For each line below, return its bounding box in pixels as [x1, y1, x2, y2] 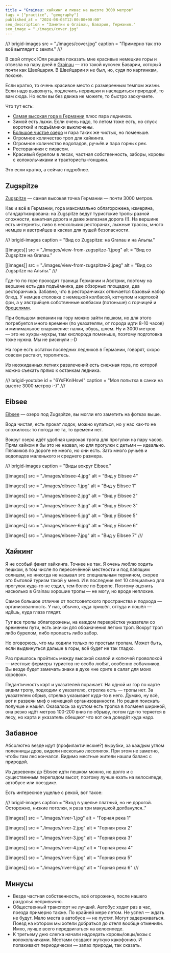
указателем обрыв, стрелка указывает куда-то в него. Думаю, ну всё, [5, 692, 159, 698]
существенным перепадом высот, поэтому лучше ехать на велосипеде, [5, 774, 163, 780]
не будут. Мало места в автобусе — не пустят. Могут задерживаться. [12, 915, 165, 921]
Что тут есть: [5, 103, 34, 109]
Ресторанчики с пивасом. [12, 146, 69, 152]
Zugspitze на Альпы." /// [5, 267, 57, 273]
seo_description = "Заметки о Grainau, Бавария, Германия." [5, 22, 136, 27]
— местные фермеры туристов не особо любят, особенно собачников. [5, 660, 161, 667]
